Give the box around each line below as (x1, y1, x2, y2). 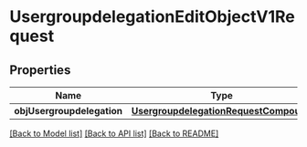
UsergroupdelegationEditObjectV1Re (9, 6, 295, 27)
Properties (9, 62, 71, 78)
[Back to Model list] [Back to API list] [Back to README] (9, 128, 219, 139)
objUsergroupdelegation (14, 105, 123, 117)
